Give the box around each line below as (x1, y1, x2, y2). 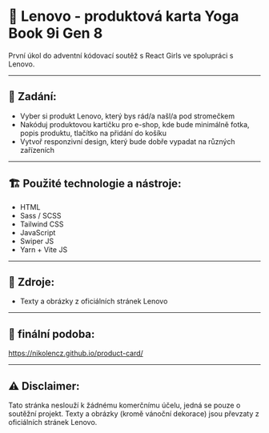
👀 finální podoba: (8, 327, 95, 341)
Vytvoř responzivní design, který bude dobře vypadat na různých (19, 136, 235, 146)
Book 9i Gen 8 (8, 24, 103, 42)
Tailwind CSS (19, 219, 64, 229)
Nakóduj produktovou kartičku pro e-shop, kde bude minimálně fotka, (19, 119, 250, 129)
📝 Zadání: (8, 90, 58, 103)
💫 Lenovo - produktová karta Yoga (8, 7, 239, 26)
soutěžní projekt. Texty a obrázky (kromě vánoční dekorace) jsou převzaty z (8, 409, 259, 419)
